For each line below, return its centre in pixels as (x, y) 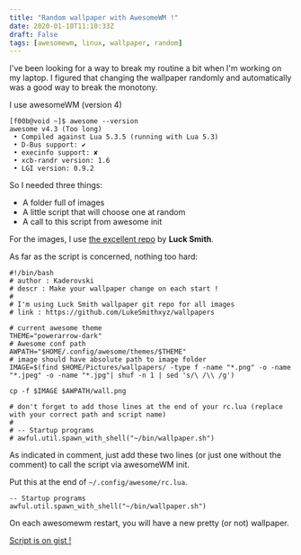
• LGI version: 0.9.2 (53, 169)
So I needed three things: (56, 185)
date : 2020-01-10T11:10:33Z (62, 26)
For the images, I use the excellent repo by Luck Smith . (111, 239)
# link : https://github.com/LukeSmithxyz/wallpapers (112, 313)
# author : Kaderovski (52, 281)
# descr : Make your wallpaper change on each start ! (114, 289)
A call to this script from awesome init (92, 222)
